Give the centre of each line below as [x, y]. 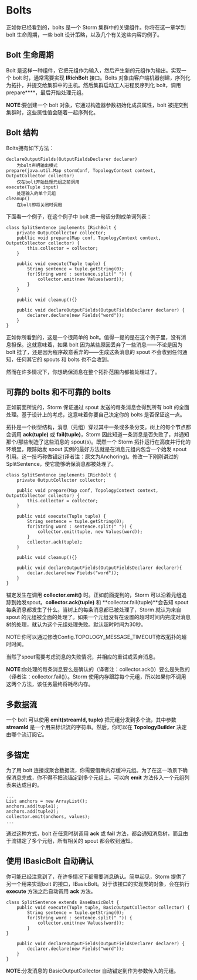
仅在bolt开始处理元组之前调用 [48, 182]
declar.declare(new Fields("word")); [73, 573]
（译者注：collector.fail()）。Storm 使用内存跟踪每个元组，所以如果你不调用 [96, 677]
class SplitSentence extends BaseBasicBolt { [62, 902]
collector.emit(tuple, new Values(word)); [90, 532]
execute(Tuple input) [33, 187]
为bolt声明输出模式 [37, 165]
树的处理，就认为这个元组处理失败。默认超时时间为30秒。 [76, 624]
